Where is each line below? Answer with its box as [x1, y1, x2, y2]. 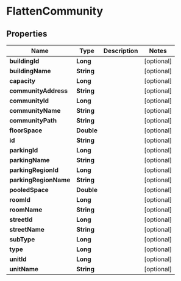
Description [103, 47, 138, 55]
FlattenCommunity [6, 4, 104, 18]
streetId [9, 215, 33, 224]
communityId [9, 96, 49, 105]
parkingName [9, 156, 50, 164]
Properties [6, 29, 48, 39]
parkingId [9, 146, 38, 154]
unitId [9, 255, 27, 263]
